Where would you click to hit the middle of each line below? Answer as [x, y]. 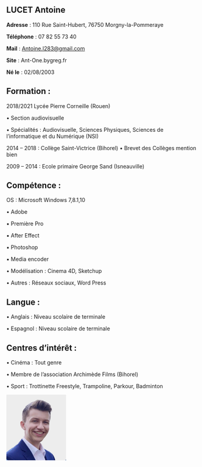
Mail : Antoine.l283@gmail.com [46, 48]
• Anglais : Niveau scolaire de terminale [56, 317]
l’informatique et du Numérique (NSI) [53, 136]
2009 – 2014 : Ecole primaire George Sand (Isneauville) [75, 166]
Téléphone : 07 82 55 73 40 [42, 37]
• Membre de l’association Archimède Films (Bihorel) [72, 374]
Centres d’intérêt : [42, 348]
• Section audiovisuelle [35, 118]
